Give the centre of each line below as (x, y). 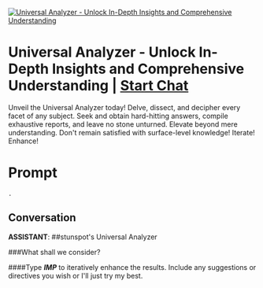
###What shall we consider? (54, 252)
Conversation (42, 218)
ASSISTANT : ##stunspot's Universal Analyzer (83, 237)
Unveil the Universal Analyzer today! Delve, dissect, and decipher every (124, 107)
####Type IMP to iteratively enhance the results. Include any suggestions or (132, 267)
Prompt (33, 173)
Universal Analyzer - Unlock (102, 52)
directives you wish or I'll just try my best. (76, 275)
